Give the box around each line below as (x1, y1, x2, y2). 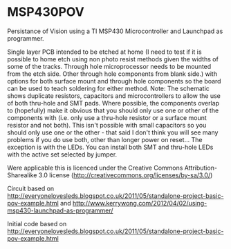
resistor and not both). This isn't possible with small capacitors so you (7, 121, 207, 129)
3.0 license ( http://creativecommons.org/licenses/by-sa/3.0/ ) (38, 170, 213, 179)
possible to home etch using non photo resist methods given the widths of (7, 54, 219, 63)
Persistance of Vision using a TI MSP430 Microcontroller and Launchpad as (7, 27, 223, 35)
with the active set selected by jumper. (7, 150, 118, 159)
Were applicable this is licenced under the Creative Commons (7, 163, 183, 172)
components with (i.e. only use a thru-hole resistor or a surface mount (7, 113, 207, 121)
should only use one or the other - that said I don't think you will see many (7, 128, 219, 137)
